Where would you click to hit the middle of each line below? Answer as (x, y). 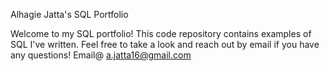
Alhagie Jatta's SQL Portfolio (69, 14)
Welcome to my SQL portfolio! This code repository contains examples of (161, 33)
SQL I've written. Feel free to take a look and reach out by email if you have (165, 44)
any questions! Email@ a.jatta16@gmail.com (101, 55)
